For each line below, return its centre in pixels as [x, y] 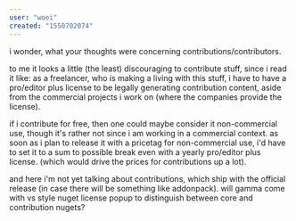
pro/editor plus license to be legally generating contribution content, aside [145, 87]
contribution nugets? [47, 207]
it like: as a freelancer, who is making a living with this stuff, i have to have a [148, 78]
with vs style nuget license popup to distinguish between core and [132, 198]
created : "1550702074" [51, 26]
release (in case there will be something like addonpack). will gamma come [147, 188]
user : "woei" [33, 17]
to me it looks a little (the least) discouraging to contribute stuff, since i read [148, 69]
